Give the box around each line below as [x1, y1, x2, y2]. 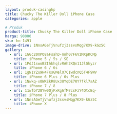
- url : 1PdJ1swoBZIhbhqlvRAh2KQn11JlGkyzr [9, 61, 97, 66]
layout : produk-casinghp [5, 7, 56, 12]
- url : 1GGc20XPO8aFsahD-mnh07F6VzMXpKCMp [9, 52, 97, 57]
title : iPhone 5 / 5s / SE [14, 56, 69, 61]
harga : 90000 [5, 34, 32, 39]
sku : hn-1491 [5, 38, 32, 44]
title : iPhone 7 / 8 [14, 83, 56, 88]
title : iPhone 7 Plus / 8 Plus [14, 93, 78, 98]
